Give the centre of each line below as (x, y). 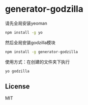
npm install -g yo (24, 32)
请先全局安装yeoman (26, 23)
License (17, 86)
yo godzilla (17, 71)
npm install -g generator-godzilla (42, 52)
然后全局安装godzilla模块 (30, 42)
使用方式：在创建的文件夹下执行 (37, 62)
